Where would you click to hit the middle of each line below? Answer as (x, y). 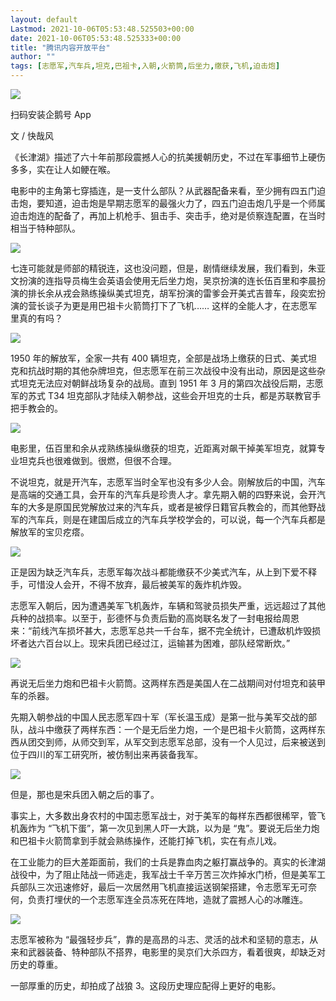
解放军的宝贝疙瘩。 (50, 532)
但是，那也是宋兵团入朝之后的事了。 (85, 794)
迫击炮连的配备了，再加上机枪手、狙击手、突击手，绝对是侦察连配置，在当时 (168, 215)
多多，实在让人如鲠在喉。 (63, 169)
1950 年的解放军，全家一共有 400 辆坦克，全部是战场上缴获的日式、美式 (159, 358)
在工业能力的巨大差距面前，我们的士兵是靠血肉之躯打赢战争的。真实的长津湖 (168, 862)
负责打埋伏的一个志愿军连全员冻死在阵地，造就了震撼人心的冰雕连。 (167, 899)
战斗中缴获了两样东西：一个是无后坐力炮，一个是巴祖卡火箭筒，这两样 (172, 729)
